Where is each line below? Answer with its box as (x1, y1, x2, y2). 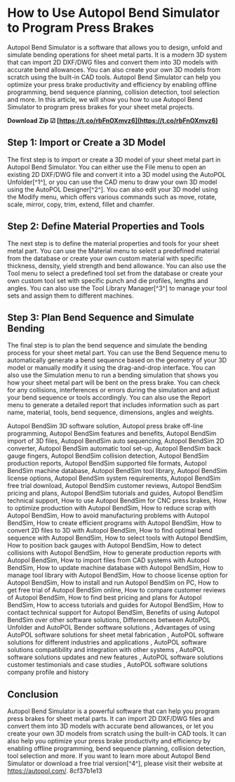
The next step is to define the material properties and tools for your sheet (7, 239, 220, 247)
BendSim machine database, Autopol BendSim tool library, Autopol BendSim (7, 467, 228, 475)
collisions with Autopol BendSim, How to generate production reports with (7, 549, 221, 557)
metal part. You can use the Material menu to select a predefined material (7, 246, 220, 255)
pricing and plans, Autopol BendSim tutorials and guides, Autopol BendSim (7, 489, 223, 498)
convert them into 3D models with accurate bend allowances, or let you (7, 722, 214, 731)
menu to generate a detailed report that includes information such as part (7, 401, 220, 409)
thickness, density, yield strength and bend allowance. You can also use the (7, 261, 227, 270)
